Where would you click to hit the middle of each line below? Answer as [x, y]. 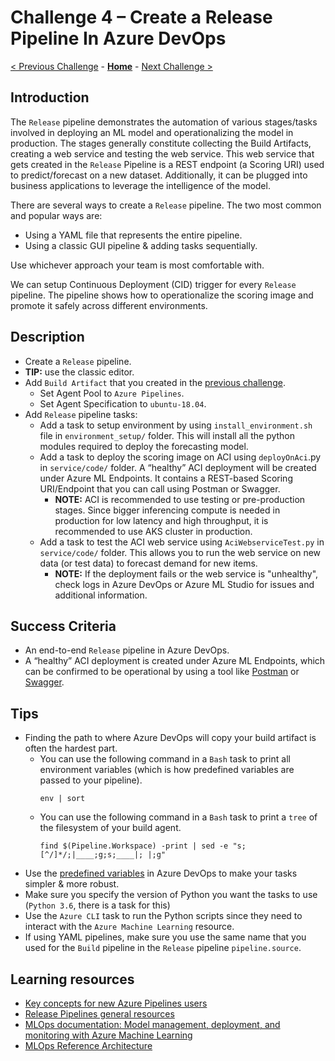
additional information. [101, 595]
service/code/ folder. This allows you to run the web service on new [180, 552]
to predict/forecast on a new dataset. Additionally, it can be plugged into [159, 175]
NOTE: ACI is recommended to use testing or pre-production [180, 499]
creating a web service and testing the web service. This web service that [162, 153]
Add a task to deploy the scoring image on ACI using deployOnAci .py [180, 457]
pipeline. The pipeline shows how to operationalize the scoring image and [162, 295]
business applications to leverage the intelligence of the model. [140, 185]
